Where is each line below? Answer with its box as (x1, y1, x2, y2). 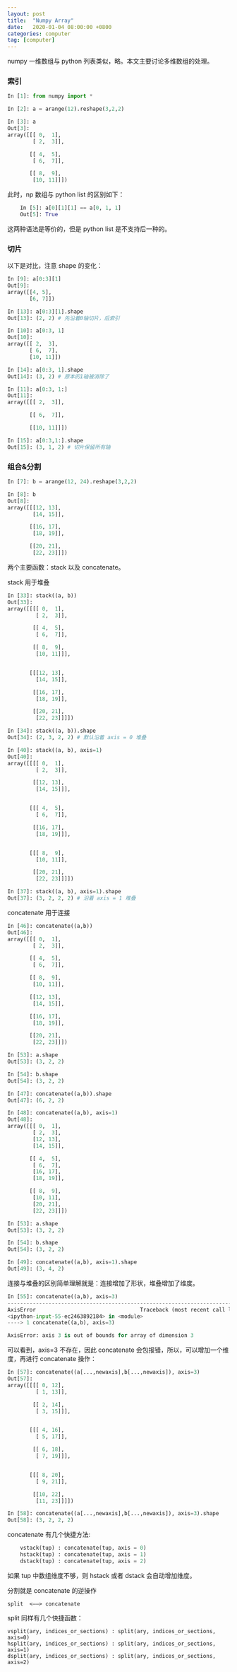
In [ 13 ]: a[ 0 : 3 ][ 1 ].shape (7, 308, 83, 315)
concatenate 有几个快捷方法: (7, 1531, 90, 1539)
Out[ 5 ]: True (20, 211, 59, 218)
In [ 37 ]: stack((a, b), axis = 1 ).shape (7, 888, 121, 895)
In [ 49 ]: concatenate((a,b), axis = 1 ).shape (7, 1259, 138, 1266)
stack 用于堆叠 (7, 577, 50, 587)
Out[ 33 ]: (7, 599, 33, 606)
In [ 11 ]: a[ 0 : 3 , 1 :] (7, 386, 68, 393)
